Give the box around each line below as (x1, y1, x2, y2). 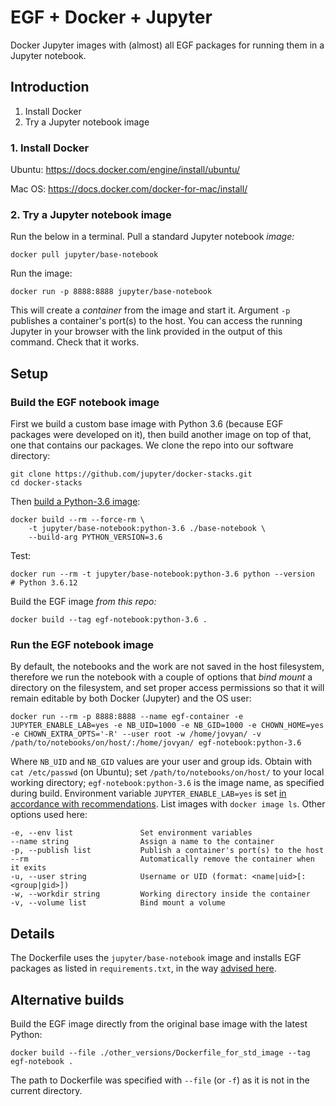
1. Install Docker (10, 141, 90, 155)
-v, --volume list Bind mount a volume (10, 898, 226, 908)
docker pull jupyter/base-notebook (10, 250, 159, 260)
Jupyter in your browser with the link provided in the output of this (10, 326, 283, 338)
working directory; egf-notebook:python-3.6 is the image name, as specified (10, 777, 325, 789)
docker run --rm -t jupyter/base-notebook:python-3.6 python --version (10, 569, 315, 580)
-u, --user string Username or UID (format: (10, 872, 248, 882)
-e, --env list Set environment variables (10, 828, 253, 838)
